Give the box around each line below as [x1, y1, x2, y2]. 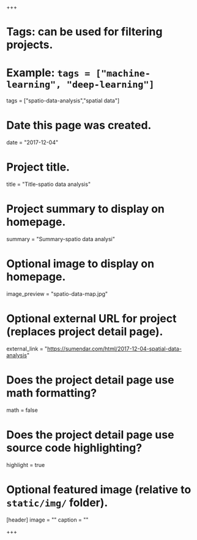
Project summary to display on [6, 202, 165, 216]
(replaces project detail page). [6, 325, 163, 339]
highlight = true [6, 461, 45, 468]
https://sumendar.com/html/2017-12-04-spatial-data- [46, 345, 182, 352]
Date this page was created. [6, 118, 152, 133]
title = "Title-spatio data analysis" [6, 180, 91, 188]
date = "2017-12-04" [6, 139, 59, 146]
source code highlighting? [6, 441, 143, 455]
